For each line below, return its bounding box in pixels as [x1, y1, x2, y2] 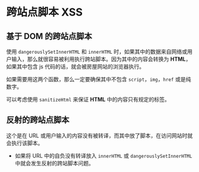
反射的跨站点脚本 [6, 115, 70, 125]
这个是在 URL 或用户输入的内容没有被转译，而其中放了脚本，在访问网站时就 [6, 132, 193, 139]
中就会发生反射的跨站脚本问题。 [14, 159, 94, 167]
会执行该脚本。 [6, 139, 43, 146]
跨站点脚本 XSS [6, 5, 83, 19]
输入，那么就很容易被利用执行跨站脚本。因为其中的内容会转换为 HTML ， [11, 56, 191, 63]
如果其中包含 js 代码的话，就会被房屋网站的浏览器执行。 [6, 63, 145, 70]
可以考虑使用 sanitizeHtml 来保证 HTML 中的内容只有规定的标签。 [6, 96, 170, 103]
